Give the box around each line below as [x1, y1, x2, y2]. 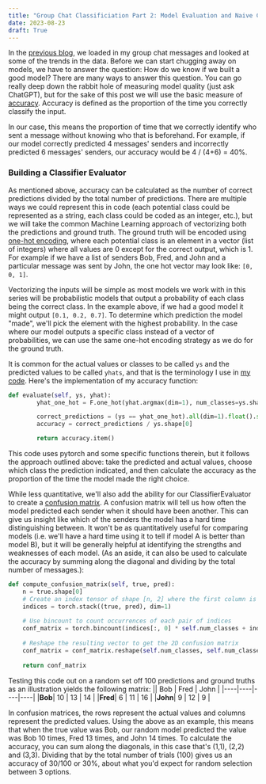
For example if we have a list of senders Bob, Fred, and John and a [8, 253, 226, 262]
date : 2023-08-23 [8, 19, 66, 27]
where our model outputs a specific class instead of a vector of [8, 326, 215, 337]
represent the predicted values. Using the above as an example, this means [8, 716, 254, 725]
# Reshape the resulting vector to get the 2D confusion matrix [22, 639, 239, 648]
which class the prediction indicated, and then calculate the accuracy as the [8, 466, 256, 475]
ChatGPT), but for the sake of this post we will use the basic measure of [8, 90, 243, 100]
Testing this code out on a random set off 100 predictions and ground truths [8, 676, 256, 685]
